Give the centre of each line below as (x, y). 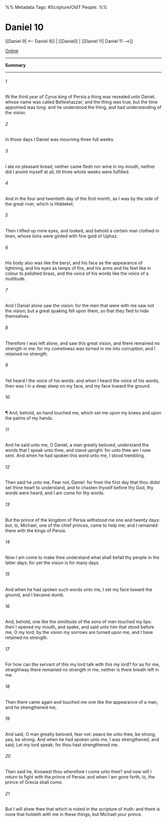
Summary (15, 65)
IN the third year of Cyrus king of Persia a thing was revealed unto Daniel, (80, 97)
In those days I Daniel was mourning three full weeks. (60, 140)
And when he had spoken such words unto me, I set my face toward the (79, 589)
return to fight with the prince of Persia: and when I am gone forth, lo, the (80, 777)
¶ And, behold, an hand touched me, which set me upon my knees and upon (83, 412)
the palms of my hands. (29, 418)
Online (12, 51)
